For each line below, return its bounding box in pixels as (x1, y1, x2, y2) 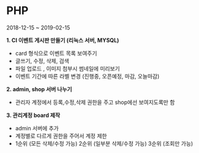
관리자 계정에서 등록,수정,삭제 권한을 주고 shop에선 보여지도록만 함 (15, 99, 175, 106)
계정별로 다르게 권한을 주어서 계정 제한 (15, 132, 107, 140)
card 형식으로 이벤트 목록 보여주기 (15, 50, 97, 57)
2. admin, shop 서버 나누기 (6, 85, 72, 92)
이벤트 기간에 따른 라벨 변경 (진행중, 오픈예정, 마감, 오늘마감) (15, 72, 160, 80)
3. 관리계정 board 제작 (6, 111, 61, 119)
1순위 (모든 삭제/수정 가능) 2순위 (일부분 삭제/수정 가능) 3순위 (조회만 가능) (15, 140, 193, 147)
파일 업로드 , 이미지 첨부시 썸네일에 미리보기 (15, 65, 121, 72)
